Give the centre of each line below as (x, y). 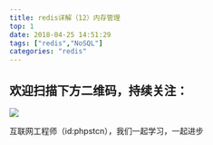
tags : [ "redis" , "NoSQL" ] (56, 43)
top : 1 (22, 26)
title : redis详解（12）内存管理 (65, 18)
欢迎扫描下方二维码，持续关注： (99, 90)
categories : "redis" (48, 52)
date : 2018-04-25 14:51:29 (60, 34)
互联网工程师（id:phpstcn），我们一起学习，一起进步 (106, 130)
